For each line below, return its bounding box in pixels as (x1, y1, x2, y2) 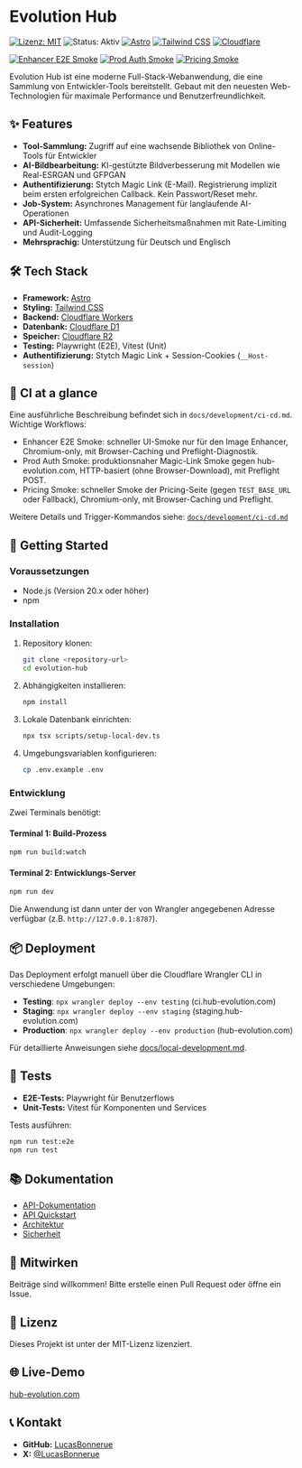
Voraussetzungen (9, 564, 90, 577)
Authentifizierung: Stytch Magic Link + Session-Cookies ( (22, 349, 241, 360)
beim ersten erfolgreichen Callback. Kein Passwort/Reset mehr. (22, 188, 258, 200)
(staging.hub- (192, 1006, 243, 1017)
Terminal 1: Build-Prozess (9, 828, 107, 839)
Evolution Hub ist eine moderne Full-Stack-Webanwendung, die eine (9, 70, 263, 82)
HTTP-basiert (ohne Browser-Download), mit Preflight (79, 465, 280, 476)
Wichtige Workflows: (9, 419, 87, 430)
